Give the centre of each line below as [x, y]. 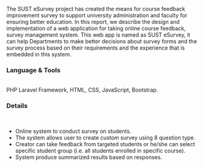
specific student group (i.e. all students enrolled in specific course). [100, 150]
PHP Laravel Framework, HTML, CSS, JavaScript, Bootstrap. [82, 90]
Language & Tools [34, 70]
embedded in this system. [39, 54]
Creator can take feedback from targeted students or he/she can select [105, 144]
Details [17, 106]
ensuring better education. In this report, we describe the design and [93, 22]
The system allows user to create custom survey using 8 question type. [105, 138]
